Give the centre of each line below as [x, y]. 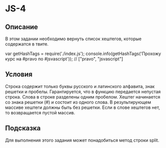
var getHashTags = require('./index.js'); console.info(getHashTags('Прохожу [83, 53]
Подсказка [23, 128]
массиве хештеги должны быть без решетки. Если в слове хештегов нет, [83, 107]
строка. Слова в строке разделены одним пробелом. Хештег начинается [83, 97]
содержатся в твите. [27, 44]
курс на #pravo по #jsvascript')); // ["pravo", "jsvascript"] [64, 59]
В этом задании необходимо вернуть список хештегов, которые [73, 39]
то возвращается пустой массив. [40, 112]
